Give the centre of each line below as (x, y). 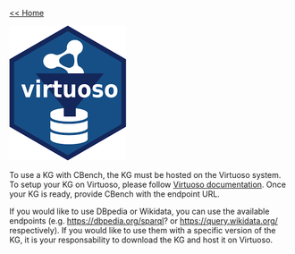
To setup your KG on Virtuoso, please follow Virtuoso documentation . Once (147, 184)
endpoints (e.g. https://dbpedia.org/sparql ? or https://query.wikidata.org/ (144, 221)
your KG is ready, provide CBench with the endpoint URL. (115, 194)
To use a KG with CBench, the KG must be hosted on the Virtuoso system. (145, 175)
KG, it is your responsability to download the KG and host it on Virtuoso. (141, 240)
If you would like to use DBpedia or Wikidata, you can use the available (139, 211)
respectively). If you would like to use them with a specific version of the (143, 230)
